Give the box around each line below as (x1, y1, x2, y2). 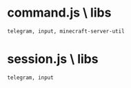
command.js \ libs (7, 5, 112, 21)
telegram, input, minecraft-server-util (7, 28, 125, 35)
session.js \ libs (7, 51, 99, 67)
